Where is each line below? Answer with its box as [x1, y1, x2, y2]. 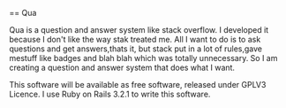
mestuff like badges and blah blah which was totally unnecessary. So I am [9, 53, 278, 63]
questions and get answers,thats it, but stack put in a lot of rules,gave [9, 43, 263, 54]
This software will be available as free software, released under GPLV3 [9, 80, 267, 89]
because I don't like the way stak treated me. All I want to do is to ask [9, 35, 261, 44]
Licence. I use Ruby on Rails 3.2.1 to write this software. [9, 89, 211, 99]
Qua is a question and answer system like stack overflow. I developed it [9, 25, 269, 35]
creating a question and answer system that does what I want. [9, 62, 236, 73]
